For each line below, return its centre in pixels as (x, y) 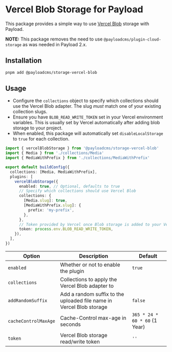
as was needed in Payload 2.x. (55, 44)
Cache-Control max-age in (93, 318)
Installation (24, 61)
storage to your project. (38, 128)
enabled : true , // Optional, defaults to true (69, 186)
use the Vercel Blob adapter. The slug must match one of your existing (87, 106)
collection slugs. (30, 112)
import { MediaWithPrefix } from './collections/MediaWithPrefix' (78, 158)
